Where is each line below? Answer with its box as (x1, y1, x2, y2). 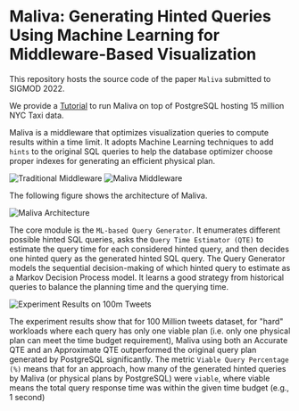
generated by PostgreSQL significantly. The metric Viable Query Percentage (9, 354, 289, 365)
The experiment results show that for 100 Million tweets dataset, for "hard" (9, 316, 284, 326)
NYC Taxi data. (9, 110, 64, 120)
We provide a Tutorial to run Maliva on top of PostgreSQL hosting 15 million (9, 100, 285, 111)
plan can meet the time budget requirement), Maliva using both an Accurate (9, 334, 288, 345)
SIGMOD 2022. (9, 83, 65, 94)
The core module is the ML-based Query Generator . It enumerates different (9, 225, 281, 235)
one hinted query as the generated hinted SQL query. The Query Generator (9, 252, 286, 264)
